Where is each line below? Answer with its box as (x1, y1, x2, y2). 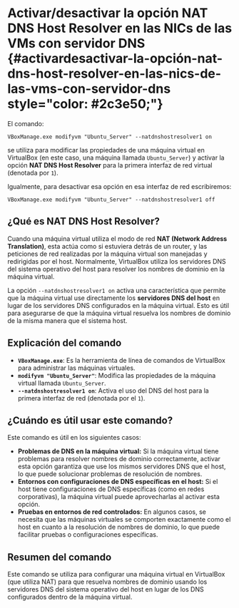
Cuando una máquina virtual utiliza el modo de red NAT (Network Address (7, 234, 228, 243)
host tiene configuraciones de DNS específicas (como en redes (17, 485, 205, 493)
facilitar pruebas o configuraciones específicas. (17, 530, 158, 539)
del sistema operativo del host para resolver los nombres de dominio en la (7, 264, 225, 273)
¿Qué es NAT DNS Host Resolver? (7, 215, 161, 227)
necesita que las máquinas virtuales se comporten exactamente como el (17, 515, 231, 524)
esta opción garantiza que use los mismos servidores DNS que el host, (17, 462, 226, 471)
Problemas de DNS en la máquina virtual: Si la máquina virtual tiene (17, 447, 219, 455)
